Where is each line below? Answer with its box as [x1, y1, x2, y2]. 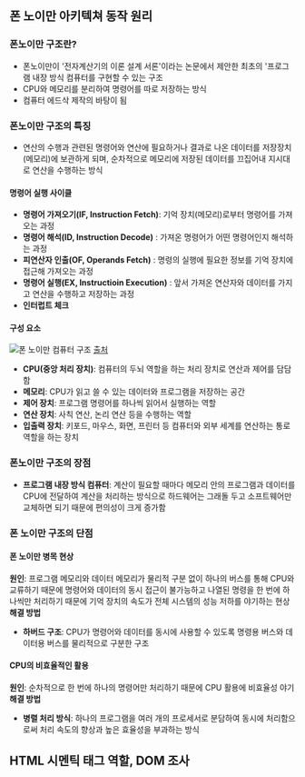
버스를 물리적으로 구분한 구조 [46, 637, 150, 648]
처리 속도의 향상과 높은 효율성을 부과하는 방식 [39, 724, 200, 735]
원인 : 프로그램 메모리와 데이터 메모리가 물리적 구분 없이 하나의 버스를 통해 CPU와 [9, 573, 295, 583]
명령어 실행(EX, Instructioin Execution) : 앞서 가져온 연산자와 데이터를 [22, 277, 277, 288]
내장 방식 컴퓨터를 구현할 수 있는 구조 [32, 72, 163, 83]
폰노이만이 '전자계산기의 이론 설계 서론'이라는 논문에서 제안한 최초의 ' [22, 60, 268, 71]
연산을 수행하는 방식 [32, 164, 103, 175]
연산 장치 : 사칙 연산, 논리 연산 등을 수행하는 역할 [22, 409, 192, 420]
